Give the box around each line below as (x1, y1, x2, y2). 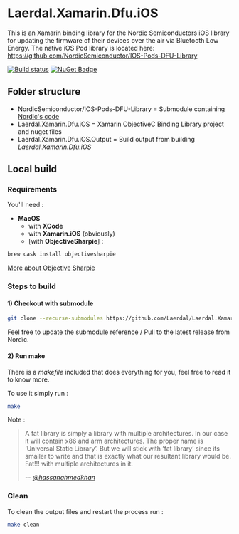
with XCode (28, 222, 63, 231)
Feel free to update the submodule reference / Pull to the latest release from (7, 328, 230, 336)
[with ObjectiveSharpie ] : (28, 237, 104, 246)
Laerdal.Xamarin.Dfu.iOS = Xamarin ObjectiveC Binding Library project (17, 120, 224, 128)
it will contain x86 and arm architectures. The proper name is (24, 436, 204, 446)
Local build (7, 163, 58, 175)
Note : (7, 415, 26, 424)
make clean (7, 521, 40, 528)
